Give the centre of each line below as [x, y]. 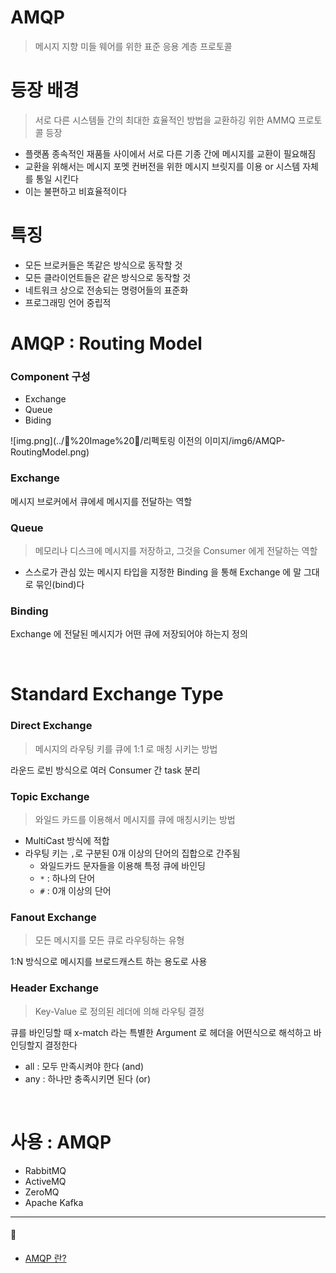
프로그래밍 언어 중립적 [68, 302]
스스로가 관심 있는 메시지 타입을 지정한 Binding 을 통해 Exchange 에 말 [163, 572]
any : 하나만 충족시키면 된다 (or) [87, 1078]
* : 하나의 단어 [67, 878]
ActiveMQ [45, 1181]
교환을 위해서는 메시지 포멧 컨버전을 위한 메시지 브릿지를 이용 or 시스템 [162, 166]
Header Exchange [54, 988]
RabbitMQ [45, 1170]
